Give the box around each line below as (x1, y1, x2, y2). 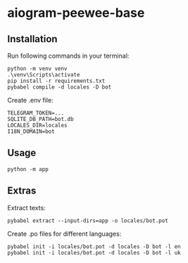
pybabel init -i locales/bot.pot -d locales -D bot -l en (7, 243, 181, 250)
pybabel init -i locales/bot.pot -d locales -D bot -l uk (7, 249, 181, 256)
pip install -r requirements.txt (7, 77, 106, 84)
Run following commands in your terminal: (7, 51, 130, 60)
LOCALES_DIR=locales (7, 122, 68, 129)
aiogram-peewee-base (7, 5, 145, 21)
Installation (7, 33, 58, 45)
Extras (7, 185, 37, 197)
